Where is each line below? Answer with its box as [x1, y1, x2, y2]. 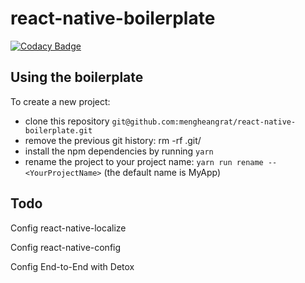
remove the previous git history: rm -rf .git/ [24, 134, 202, 146]
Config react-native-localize [10, 222, 127, 234]
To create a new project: [10, 95, 111, 107]
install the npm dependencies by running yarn [24, 145, 214, 157]
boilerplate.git [24, 125, 93, 136]
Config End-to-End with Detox [10, 260, 135, 272]
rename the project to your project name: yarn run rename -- [24, 155, 278, 167]
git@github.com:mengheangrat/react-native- [111, 117, 297, 127]
